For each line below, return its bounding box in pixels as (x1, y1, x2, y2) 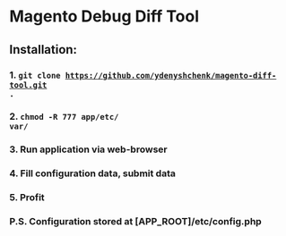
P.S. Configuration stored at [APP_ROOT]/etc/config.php (9, 215, 262, 228)
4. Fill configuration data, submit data (9, 167, 177, 180)
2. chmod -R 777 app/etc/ (9, 110, 119, 122)
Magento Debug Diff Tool (9, 6, 200, 27)
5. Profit (9, 191, 45, 204)
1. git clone (9, 69, 61, 81)
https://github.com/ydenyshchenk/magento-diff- (65, 70, 277, 80)
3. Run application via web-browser (9, 143, 168, 156)
